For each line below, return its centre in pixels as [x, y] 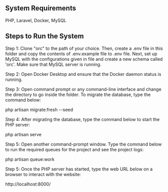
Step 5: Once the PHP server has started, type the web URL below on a [79, 169]
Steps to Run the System [45, 36]
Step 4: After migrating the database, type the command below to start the [82, 119]
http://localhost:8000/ [28, 184]
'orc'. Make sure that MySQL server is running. [53, 64]
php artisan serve [23, 134]
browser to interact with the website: [43, 174]
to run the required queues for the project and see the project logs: [74, 149]
